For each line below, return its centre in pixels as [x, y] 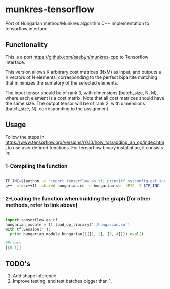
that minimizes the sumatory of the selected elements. [62, 82]
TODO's [18, 263]
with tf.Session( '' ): [28, 229]
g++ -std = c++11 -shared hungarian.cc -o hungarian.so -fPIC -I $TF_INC [82, 186]
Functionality [27, 45]
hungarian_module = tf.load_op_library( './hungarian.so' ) [68, 224]
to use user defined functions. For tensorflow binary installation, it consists [85, 147]
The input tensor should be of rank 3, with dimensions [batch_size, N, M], [82, 93]
